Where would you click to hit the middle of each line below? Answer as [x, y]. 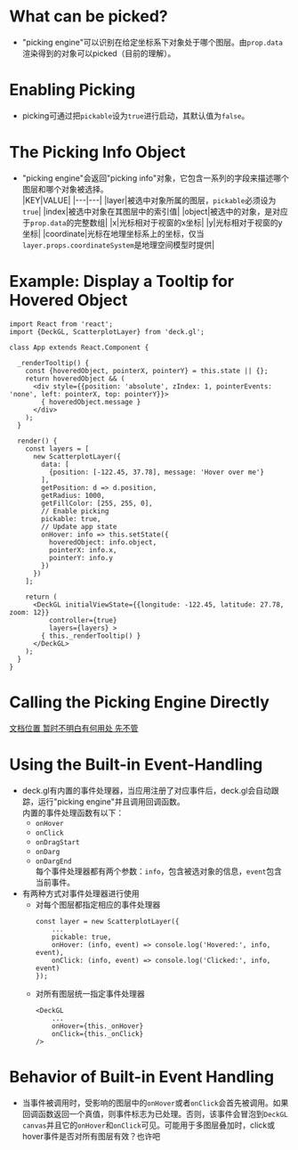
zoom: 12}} [29, 612]
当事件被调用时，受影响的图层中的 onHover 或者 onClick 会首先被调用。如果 [155, 1103]
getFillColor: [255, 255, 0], [97, 503]
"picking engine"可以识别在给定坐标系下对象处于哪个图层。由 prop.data [152, 42]
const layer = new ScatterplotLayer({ [107, 921]
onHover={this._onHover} [98, 1026]
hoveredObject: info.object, [103, 542]
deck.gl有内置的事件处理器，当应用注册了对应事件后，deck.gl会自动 [146, 790]
